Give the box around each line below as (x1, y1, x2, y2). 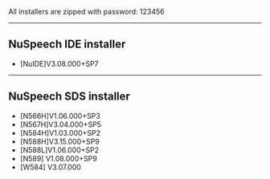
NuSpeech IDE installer (8, 38, 126, 51)
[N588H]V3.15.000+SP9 (19, 136, 100, 146)
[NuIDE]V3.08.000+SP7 (19, 59, 99, 68)
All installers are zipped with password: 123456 (8, 7, 165, 16)
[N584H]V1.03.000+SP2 (19, 128, 101, 137)
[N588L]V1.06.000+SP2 (19, 144, 100, 155)
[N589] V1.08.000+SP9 (19, 153, 98, 163)
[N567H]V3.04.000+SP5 (19, 120, 102, 129)
